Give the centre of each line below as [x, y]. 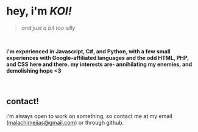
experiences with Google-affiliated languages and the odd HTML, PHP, [97, 58]
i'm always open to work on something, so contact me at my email [89, 116]
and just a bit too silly [48, 28]
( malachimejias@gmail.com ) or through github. [65, 122]
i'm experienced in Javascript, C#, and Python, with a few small [88, 51]
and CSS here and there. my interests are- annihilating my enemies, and [99, 64]
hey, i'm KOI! [39, 11]
